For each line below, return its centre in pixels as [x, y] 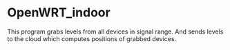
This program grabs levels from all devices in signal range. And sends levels [115, 32]
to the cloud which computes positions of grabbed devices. [92, 38]
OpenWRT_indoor [59, 13]
